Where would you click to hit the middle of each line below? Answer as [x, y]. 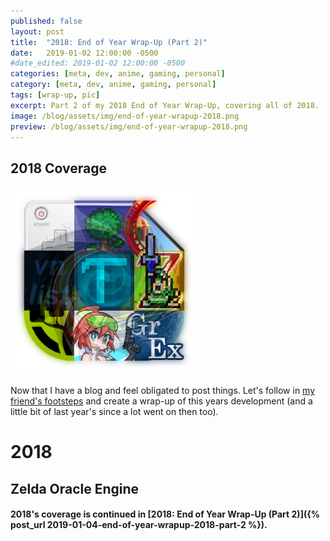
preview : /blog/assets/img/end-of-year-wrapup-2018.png [129, 126]
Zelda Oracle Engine [75, 488]
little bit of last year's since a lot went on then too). [114, 412]
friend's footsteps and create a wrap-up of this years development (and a [161, 401]
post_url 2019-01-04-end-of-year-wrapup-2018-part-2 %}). [139, 525]
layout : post [37, 31]
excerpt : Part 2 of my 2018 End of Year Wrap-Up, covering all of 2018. [165, 105]
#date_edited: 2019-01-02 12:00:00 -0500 [98, 63]
